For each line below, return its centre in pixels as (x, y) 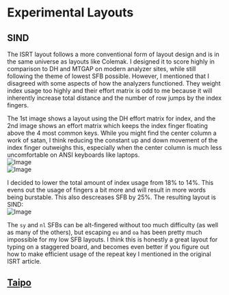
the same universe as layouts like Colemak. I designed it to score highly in (111, 62)
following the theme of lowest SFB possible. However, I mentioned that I (108, 76)
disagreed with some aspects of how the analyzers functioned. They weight (114, 83)
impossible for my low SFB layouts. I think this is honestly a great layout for (112, 240)
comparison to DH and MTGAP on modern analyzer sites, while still (102, 69)
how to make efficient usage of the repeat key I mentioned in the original (109, 254)
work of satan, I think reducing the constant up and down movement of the (112, 140)
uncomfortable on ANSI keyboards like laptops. (73, 155)
